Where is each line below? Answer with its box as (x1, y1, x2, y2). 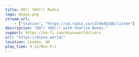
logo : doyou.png (5, 12, 39, 17)
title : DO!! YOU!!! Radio (5, 7, 59, 12)
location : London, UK (5, 40, 50, 45)
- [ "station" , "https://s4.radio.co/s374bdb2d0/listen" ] (14, 21, 135, 26)
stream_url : (5, 16, 30, 21)
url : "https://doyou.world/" (5, 35, 66, 40)
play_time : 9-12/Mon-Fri (5, 44, 57, 49)
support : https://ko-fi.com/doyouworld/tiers (5, 30, 101, 35)
